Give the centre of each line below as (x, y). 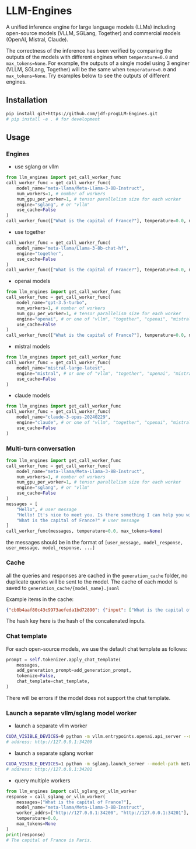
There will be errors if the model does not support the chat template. (88, 698)
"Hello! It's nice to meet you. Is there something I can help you (100, 515)
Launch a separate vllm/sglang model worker (71, 713)
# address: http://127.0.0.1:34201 (49, 769)
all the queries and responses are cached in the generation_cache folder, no (97, 575)
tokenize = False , (36, 676)
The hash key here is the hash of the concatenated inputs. (76, 621)
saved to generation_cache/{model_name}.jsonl (63, 588)
